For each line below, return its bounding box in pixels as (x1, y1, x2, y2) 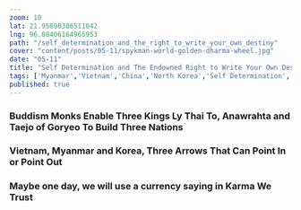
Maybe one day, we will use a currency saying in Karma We (9, 180, 272, 193)
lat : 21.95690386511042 (9, 22, 99, 31)
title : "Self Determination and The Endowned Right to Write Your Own (9, 64, 279, 73)
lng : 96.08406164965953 (9, 30, 99, 39)
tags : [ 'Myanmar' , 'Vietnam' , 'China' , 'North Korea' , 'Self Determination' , (9, 72, 291, 81)
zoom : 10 (9, 13, 42, 22)
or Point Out (9, 156, 63, 169)
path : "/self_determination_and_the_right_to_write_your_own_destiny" (9, 38, 279, 48)
